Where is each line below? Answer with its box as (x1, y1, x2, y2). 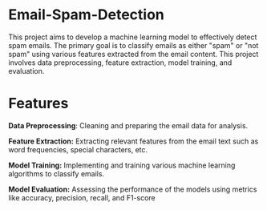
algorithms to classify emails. (8, 168, 105, 178)
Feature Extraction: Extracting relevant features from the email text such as (8, 136, 259, 146)
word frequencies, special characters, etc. (8, 144, 148, 154)
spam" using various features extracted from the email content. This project (8, 49, 259, 59)
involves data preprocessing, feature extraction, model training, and (8, 58, 233, 67)
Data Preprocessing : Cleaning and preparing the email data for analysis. (8, 120, 249, 130)
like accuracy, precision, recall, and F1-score (8, 192, 156, 202)
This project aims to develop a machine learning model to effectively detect (8, 32, 257, 42)
